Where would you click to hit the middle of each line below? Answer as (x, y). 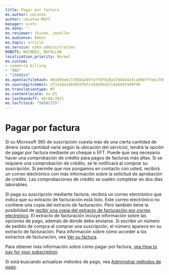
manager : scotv (21, 24)
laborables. (17, 185)
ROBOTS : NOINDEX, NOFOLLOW (33, 52)
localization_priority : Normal (38, 56)
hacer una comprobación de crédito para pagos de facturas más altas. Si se (84, 158)
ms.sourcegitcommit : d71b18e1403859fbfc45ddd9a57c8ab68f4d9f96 (73, 84)
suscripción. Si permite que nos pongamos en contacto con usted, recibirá (82, 169)
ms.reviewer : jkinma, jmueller (38, 33)
